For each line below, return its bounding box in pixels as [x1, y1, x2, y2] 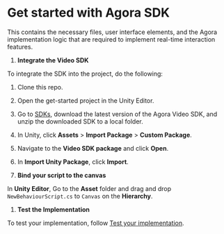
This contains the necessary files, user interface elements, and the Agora [7, 28, 218, 36]
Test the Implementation [17, 205, 90, 213]
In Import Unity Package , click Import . [17, 158, 129, 166]
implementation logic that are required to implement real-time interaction [7, 35, 216, 43]
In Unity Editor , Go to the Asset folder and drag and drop [7, 184, 172, 192]
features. [7, 42, 33, 51]
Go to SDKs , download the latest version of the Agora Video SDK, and [17, 110, 218, 118]
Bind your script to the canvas [17, 171, 106, 179]
